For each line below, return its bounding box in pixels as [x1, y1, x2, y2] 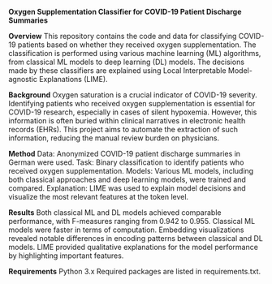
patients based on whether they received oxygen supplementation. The [17, 40, 257, 49]
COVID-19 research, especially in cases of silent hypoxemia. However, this [8, 107, 257, 117]
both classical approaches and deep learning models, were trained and [8, 174, 246, 184]
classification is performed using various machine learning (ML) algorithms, [8, 49, 261, 58]
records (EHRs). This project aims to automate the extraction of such [8, 125, 238, 134]
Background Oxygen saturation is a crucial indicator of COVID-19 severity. [8, 90, 257, 100]
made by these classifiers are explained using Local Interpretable [8, 66, 227, 75]
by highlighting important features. [8, 251, 124, 260]
